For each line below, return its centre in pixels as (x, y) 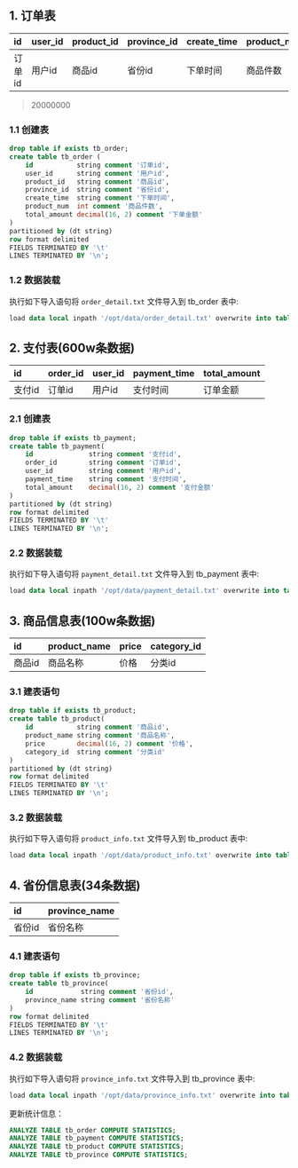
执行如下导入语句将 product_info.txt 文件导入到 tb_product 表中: (129, 839)
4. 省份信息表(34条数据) (75, 885)
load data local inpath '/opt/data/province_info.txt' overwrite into (142, 1095)
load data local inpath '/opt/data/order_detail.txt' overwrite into (141, 318)
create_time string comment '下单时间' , (100, 198)
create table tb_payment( (57, 446)
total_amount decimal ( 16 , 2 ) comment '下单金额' (114, 215)
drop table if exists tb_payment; (73, 438)
